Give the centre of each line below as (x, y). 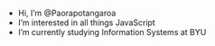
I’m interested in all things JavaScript (86, 23)
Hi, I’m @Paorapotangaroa (67, 13)
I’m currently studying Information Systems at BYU (112, 32)
